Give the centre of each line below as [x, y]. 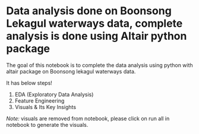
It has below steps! [29, 83]
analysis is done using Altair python [97, 36]
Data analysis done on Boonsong [89, 11]
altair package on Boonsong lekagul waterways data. [71, 71]
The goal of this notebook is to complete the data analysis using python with [99, 65]
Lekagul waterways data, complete [94, 23]
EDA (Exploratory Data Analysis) [54, 94]
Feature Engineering [40, 100]
